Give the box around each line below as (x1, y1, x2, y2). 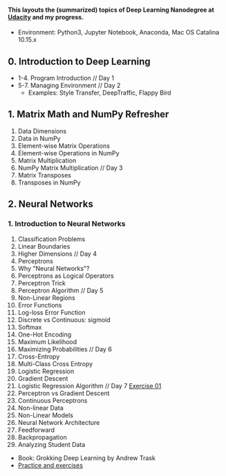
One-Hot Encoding (17, 330, 72, 339)
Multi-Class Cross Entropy (17, 359, 93, 368)
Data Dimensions (17, 126, 67, 135)
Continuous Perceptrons (17, 396, 88, 404)
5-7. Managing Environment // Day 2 (17, 82, 121, 90)
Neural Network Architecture (17, 418, 100, 426)
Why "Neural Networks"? (17, 264, 90, 272)
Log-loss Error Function (17, 308, 86, 316)
